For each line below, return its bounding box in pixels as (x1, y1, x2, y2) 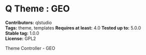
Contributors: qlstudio (5, 19, 52, 25)
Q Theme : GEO (5, 3, 70, 14)
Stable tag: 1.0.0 (5, 30, 39, 36)
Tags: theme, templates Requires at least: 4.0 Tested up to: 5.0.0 (5, 24, 141, 30)
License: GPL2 (5, 35, 36, 41)
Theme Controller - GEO (5, 45, 55, 51)
